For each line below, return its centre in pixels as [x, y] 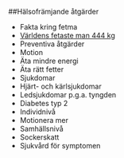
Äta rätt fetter [42, 69]
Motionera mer [44, 120]
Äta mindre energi [49, 61]
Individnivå [37, 112]
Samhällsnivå [41, 128]
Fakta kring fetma [48, 27]
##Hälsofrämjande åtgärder [54, 12]
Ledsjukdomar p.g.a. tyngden [68, 95]
